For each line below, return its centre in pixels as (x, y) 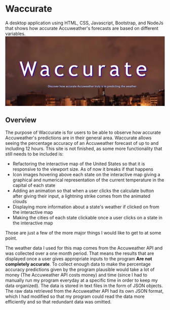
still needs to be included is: (34, 154)
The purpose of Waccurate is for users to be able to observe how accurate (83, 132)
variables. (15, 33)
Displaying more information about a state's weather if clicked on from (86, 207)
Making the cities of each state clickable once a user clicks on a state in (88, 217)
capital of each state (34, 185)
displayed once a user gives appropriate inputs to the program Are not (79, 258)
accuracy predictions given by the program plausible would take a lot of (80, 269)
